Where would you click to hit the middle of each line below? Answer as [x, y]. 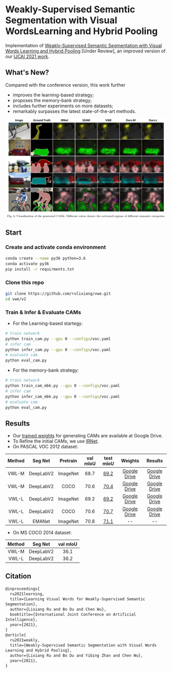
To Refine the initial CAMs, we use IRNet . [56, 441]
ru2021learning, [27, 594]
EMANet [41, 521]
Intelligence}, [21, 620]
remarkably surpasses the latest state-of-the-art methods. [74, 111]
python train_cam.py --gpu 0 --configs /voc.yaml [58, 339]
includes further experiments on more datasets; [63, 106]
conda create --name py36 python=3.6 [46, 258]
